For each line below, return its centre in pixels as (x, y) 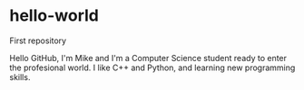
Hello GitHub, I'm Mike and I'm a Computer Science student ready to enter (148, 58)
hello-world (54, 16)
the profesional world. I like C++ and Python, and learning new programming (152, 67)
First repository (38, 40)
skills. (20, 76)
